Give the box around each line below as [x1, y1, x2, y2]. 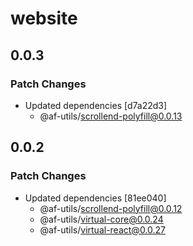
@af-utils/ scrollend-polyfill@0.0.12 [39, 202, 183, 214]
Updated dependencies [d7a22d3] [24, 99, 168, 111]
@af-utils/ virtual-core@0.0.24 [39, 213, 164, 225]
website [10, 7, 78, 30]
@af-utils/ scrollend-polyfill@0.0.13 [39, 110, 183, 122]
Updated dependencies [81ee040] [24, 192, 167, 204]
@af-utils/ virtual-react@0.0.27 [39, 223, 167, 236]
